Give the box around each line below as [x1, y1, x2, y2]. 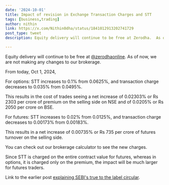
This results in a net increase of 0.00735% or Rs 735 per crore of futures [5, 129, 156, 135]
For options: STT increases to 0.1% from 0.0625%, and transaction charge [5, 78, 159, 84]
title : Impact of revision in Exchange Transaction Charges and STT [5, 12, 152, 17]
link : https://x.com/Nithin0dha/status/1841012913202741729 [5, 26, 134, 31]
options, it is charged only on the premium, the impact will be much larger [5, 159, 158, 165]
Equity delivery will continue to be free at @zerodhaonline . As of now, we [5, 53, 157, 59]
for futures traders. [5, 164, 45, 170]
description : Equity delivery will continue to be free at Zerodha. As [5, 36, 161, 41]
